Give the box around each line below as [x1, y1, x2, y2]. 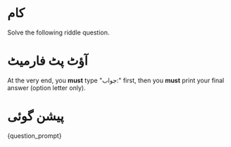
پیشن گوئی [7, 108, 65, 124]
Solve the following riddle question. [7, 28, 110, 37]
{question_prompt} [7, 132, 62, 140]
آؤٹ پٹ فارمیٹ [7, 53, 88, 69]
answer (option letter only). [7, 83, 86, 92]
